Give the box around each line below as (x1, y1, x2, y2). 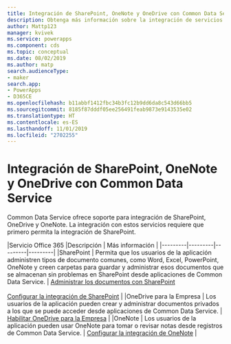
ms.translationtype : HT (7, 112, 76, 119)
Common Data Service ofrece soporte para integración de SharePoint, (7, 213, 206, 222)
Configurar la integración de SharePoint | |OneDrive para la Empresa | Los (7, 292, 217, 301)
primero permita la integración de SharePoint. (7, 228, 136, 236)
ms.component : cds (7, 42, 60, 49)
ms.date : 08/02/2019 (7, 55, 67, 62)
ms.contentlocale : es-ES (7, 118, 78, 126)
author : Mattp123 (7, 23, 57, 30)
